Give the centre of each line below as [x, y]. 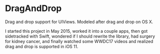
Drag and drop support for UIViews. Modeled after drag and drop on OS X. [79, 22]
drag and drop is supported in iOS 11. [42, 46]
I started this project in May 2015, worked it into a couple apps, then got [76, 31]
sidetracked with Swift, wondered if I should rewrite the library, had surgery [80, 36]
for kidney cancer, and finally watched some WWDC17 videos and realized [79, 41]
